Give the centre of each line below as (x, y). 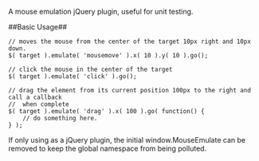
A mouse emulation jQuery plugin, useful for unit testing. (101, 12)
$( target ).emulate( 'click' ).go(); (73, 77)
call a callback (35, 97)
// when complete (39, 104)
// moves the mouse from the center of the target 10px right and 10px (129, 41)
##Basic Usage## (38, 27)
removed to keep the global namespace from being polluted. (108, 148)
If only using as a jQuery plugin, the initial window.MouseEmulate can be (127, 140)
